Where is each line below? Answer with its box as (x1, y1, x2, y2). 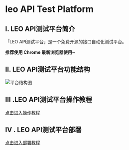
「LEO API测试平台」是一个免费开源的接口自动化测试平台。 (5, 39, 127, 44)
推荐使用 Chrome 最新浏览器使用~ (5, 49, 76, 55)
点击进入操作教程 (5, 110, 40, 116)
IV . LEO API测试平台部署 (5, 126, 82, 134)
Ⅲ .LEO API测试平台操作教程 (5, 96, 92, 104)
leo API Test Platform (5, 3, 94, 15)
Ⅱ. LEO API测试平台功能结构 (5, 65, 91, 74)
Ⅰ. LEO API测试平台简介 (5, 24, 76, 33)
